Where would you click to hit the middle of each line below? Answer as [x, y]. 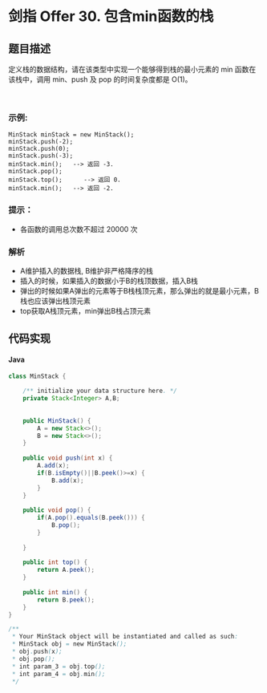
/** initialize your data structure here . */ [100, 391]
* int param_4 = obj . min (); [59, 674]
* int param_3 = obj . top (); [59, 667]
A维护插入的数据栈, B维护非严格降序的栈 [87, 270]
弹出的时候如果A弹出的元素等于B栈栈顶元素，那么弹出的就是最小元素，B [139, 290]
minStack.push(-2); [41, 142]
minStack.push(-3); [41, 156]
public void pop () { [57, 510]
